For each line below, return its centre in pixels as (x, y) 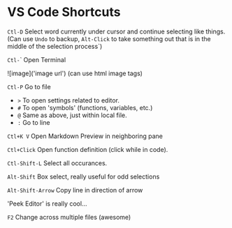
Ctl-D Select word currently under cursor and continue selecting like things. (116, 31)
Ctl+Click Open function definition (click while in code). (88, 149)
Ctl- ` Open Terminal (37, 59)
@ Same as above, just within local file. (72, 115)
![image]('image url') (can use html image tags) (75, 73)
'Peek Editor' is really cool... (47, 204)
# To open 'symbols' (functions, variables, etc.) (85, 107)
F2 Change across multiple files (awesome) (69, 217)
